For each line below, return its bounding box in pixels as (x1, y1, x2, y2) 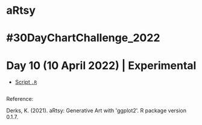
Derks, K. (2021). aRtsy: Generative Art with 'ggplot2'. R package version (6, 107, 187, 114)
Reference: (6, 96, 34, 103)
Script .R (14, 79, 37, 86)
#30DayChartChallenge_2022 (6, 31, 160, 45)
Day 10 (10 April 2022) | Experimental (6, 58, 197, 72)
